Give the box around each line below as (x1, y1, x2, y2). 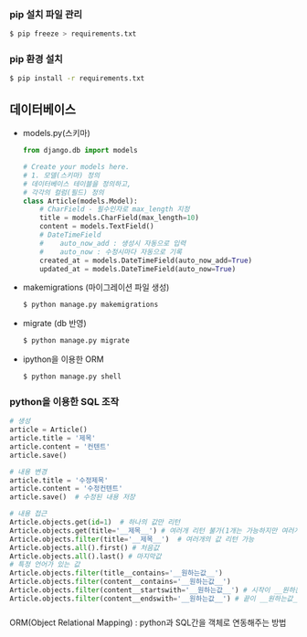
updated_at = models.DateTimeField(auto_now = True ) (39, 264, 237, 273)
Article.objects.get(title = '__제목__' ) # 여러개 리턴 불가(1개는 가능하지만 (9, 526, 278, 536)
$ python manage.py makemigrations (22, 300, 159, 310)
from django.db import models (22, 146, 139, 155)
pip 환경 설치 (9, 53, 64, 66)
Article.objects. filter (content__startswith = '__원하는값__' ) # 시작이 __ (9, 586, 283, 595)
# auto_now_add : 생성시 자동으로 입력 (39, 239, 186, 248)
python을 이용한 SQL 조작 (9, 395, 120, 408)
